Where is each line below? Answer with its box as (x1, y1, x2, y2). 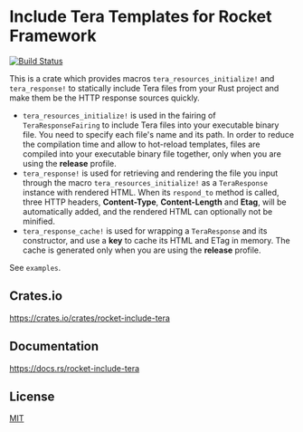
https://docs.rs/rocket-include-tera (9, 362, 140, 373)
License (9, 389, 55, 404)
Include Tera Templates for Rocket (9, 6, 273, 27)
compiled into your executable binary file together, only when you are (22, 148, 282, 159)
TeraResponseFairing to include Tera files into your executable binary (22, 120, 279, 130)
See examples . (9, 262, 62, 273)
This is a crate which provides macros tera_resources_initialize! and (9, 72, 275, 83)
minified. (22, 216, 56, 226)
